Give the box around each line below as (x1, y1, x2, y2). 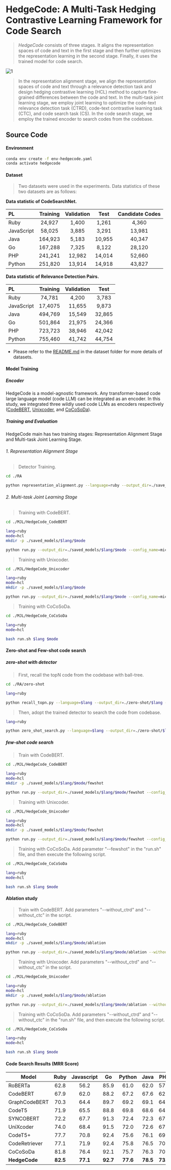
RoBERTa (8, 1082, 30, 1089)
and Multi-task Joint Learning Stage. (6, 436, 82, 442)
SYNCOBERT (8, 1115, 40, 1122)
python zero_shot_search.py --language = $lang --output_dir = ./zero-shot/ (6, 728, 163, 734)
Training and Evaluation (6, 418, 58, 424)
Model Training (6, 366, 39, 372)
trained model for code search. (18, 58, 83, 64)
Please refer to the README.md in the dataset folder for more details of (13, 349, 163, 355)
